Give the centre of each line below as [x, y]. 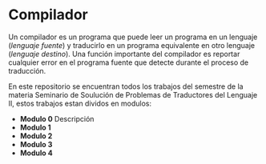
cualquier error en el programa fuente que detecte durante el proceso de [129, 62]
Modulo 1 [35, 127]
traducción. [27, 70]
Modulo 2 [36, 136]
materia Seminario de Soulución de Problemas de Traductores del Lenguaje [133, 94]
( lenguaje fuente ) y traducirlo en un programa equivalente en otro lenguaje [131, 45]
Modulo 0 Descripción [57, 118]
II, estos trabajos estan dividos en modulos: [80, 103]
